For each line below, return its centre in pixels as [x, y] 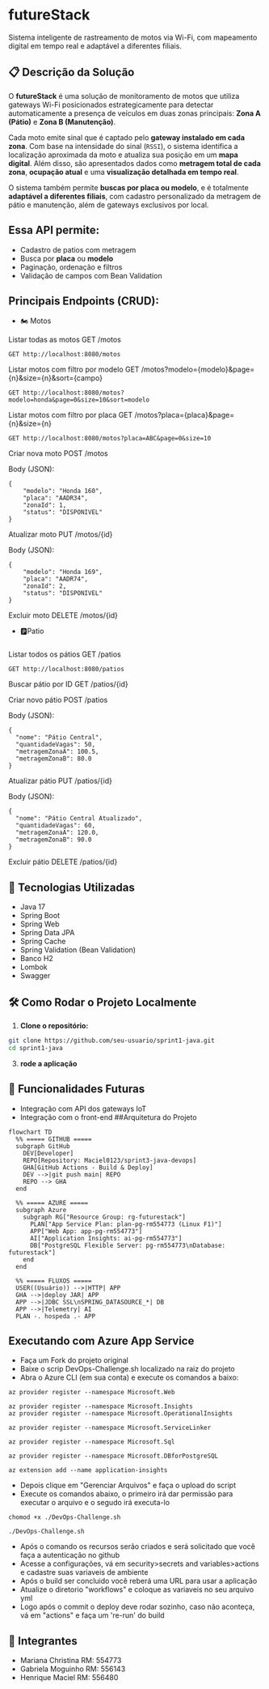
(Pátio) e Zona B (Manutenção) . [62, 121]
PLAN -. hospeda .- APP [55, 1316]
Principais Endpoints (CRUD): [84, 301]
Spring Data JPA [47, 933]
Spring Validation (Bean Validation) [78, 950]
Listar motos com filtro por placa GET [71, 415]
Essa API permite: [54, 230]
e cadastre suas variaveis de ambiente [84, 1572]
